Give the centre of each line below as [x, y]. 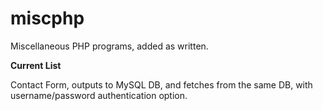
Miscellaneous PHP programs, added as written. [109, 46]
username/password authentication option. [99, 95]
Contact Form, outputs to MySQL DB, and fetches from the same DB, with [161, 84]
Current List [36, 65]
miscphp [47, 18]
